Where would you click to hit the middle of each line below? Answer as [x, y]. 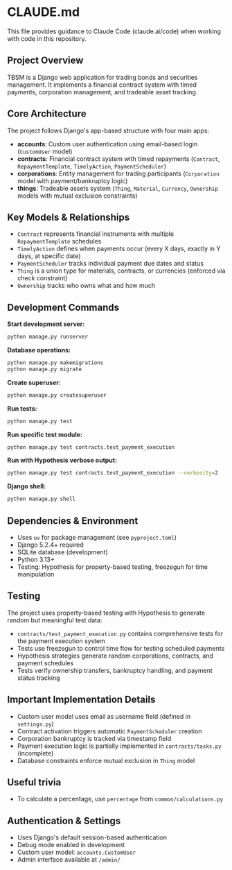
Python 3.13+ [36, 560]
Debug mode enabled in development [71, 845]
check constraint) [42, 278]
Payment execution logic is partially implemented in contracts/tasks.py [119, 746]
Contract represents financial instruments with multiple [96, 234]
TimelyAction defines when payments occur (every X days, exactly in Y [119, 249]
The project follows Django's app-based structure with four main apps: [108, 130]
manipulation [36, 574]
